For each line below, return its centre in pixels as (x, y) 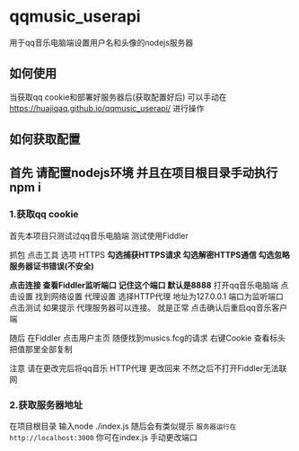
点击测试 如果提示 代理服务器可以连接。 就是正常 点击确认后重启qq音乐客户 (148, 307)
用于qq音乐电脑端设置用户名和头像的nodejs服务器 (101, 42)
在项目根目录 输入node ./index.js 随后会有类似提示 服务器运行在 (123, 426)
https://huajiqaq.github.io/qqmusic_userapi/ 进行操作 (107, 108)
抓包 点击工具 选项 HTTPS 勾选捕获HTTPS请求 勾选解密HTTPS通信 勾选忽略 (149, 254)
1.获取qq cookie (44, 215)
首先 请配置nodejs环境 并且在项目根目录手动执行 (144, 172)
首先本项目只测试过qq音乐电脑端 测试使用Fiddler (99, 235)
